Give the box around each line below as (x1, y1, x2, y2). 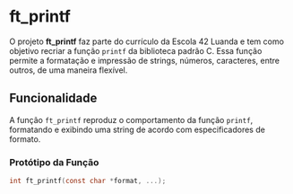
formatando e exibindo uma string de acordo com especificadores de (9, 124, 266, 135)
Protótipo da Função (9, 155, 99, 168)
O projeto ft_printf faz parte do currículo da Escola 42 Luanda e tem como (9, 36, 285, 47)
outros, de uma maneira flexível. (9, 65, 128, 75)
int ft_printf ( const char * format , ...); (9, 177, 167, 186)
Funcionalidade (9, 91, 98, 106)
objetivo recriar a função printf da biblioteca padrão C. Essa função (9, 45, 263, 56)
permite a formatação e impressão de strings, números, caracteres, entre (9, 55, 280, 66)
